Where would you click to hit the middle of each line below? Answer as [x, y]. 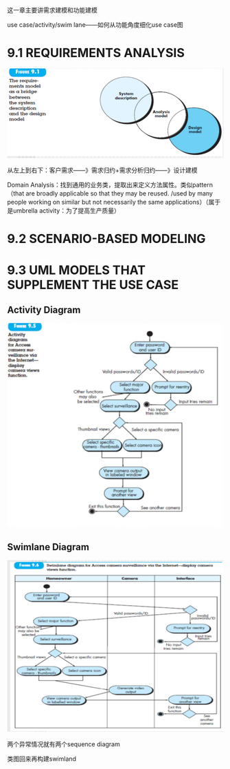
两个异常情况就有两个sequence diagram [64, 744]
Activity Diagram [44, 310]
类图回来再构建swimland [42, 759]
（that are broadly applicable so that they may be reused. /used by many [110, 193]
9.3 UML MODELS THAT [77, 270]
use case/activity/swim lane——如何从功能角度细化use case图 [95, 25]
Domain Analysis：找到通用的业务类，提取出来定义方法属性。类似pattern [110, 185]
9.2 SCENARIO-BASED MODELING [106, 239]
